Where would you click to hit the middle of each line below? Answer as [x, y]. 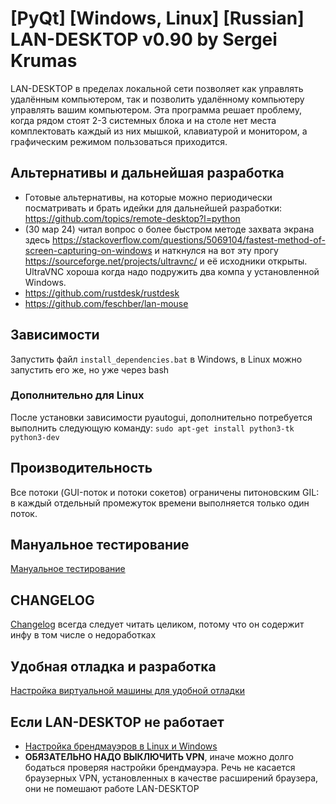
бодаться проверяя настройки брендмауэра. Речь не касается [160, 767]
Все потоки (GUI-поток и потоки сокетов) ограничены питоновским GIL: [165, 492]
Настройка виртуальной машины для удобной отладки [128, 691]
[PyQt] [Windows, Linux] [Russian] [157, 18]
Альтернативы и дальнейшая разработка [147, 173]
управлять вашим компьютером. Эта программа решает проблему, [156, 109]
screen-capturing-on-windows [88, 250]
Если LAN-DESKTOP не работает [117, 722]
